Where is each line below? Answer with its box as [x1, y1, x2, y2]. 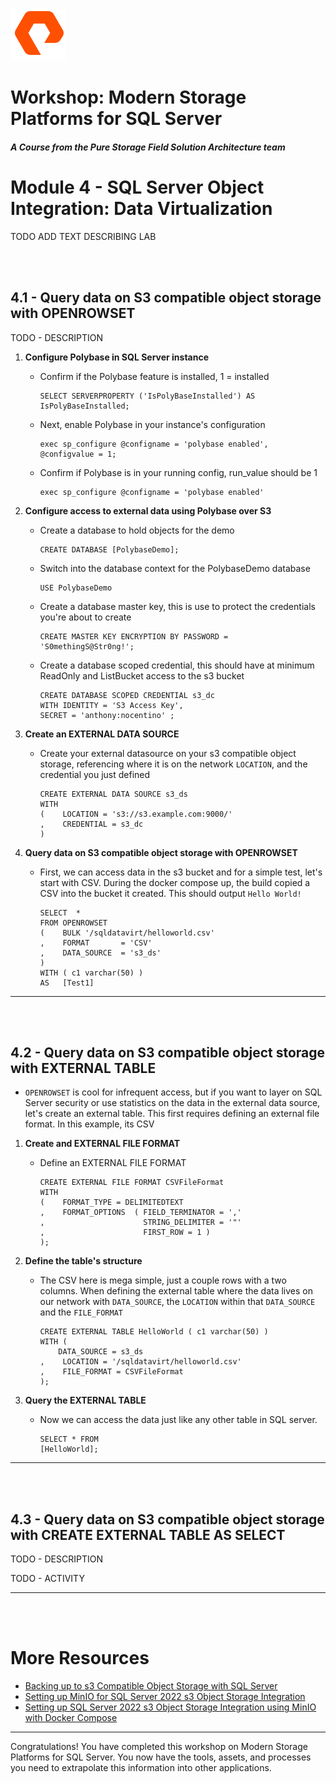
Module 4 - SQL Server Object [10, 176, 265, 198]
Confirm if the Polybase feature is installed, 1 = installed [39, 370, 270, 382]
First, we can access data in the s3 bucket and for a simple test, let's [39, 866, 323, 878]
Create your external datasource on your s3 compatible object [39, 747, 297, 759]
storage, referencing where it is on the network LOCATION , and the [39, 758, 308, 770]
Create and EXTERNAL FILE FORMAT [24, 1138, 181, 1150]
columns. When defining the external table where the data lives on [39, 1285, 314, 1297]
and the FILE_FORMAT [39, 1306, 123, 1318]
